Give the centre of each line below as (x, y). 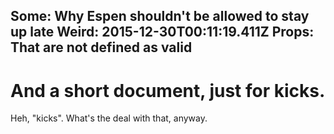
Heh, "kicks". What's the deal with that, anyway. (109, 118)
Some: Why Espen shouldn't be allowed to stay (160, 16)
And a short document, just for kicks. (168, 90)
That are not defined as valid (101, 47)
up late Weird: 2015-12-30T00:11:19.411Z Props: (162, 32)
